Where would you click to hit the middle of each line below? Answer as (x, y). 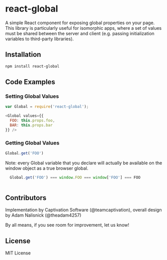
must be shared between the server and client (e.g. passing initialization (80, 33)
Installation (23, 55)
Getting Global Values (32, 143)
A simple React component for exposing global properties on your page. (80, 23)
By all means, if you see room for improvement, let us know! (67, 225)
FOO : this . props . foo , (32, 121)
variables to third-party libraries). (39, 39)
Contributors (26, 198)
